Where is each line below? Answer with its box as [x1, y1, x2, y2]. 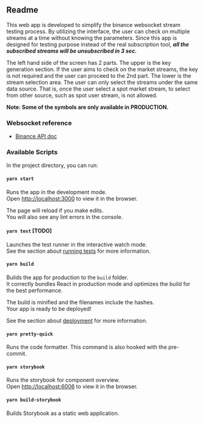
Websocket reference [6, 119, 72, 127]
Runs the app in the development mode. [6, 188, 107, 195]
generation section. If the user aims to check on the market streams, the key [6, 66, 199, 73]
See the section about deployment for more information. [6, 317, 148, 324]
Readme [6, 5, 38, 15]
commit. [6, 350, 27, 357]
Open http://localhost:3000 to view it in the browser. [6, 195, 138, 202]
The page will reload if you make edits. [6, 206, 104, 214]
